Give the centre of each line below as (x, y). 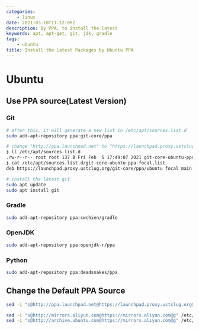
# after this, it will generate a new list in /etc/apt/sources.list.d (96, 130)
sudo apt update (26, 185)
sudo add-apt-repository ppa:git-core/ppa (59, 136)
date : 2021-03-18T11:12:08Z (41, 22)
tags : (13, 39)
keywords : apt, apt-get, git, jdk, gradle (59, 34)
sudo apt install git (33, 190)
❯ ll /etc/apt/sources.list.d (44, 152)
